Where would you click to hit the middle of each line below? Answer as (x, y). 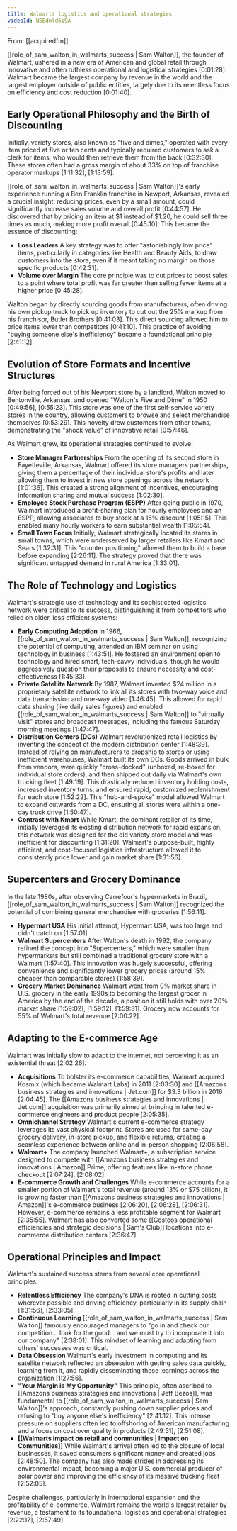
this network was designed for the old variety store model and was (115, 835)
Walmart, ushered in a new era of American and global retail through (107, 62)
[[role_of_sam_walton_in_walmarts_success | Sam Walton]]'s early (104, 186)
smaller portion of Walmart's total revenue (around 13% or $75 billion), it (123, 1189)
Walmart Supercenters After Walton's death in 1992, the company (115, 940)
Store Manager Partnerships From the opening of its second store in (118, 457)
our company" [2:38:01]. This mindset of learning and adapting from (117, 1340)
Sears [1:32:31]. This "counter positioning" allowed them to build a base (122, 548)
